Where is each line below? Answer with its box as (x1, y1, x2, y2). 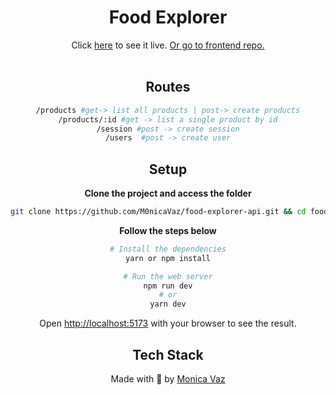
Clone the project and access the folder (84, 187, 252, 200)
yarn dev (149, 299, 187, 310)
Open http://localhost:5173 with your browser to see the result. (39, 317, 297, 330)
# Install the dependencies (109, 244, 227, 254)
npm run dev (143, 281, 193, 291)
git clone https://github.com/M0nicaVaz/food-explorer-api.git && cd (10, 207, 307, 217)
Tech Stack (132, 346, 204, 363)
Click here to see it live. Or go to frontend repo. (71, 39, 265, 51)
